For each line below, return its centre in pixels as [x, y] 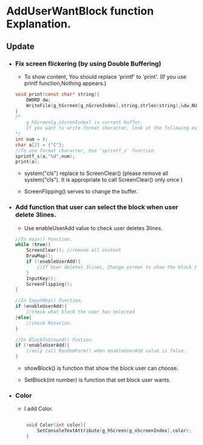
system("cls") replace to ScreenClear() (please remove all [96, 173]
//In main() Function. [44, 239]
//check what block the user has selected [81, 312]
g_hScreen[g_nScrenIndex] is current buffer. [85, 122]
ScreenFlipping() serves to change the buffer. [81, 191]
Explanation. [39, 24]
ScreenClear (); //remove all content [74, 250]
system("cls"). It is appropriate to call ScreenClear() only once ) [103, 180]
